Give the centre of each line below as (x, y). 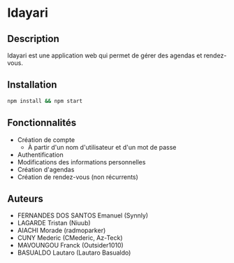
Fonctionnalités (42, 123)
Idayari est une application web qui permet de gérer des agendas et (105, 55)
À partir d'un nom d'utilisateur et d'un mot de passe (102, 147)
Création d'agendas (46, 169)
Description (33, 39)
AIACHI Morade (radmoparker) (61, 230)
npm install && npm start (45, 101)
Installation (32, 85)
